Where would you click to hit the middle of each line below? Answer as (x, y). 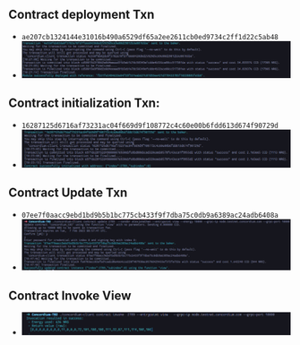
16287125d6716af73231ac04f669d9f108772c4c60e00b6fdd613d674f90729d (150, 125)
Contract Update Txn (68, 193)
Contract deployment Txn (81, 15)
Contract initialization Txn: (84, 103)
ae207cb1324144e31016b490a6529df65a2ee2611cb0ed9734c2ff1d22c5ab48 (150, 37)
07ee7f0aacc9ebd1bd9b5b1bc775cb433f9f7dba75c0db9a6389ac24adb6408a (150, 215)
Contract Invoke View (70, 295)
